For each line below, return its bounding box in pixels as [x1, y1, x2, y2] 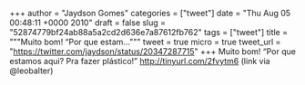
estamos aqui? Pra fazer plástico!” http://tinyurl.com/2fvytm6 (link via [9, 56, 270, 66]
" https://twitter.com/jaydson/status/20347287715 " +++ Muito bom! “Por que [9, 46, 296, 57]
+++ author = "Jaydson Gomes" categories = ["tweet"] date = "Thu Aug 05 [9, 8, 291, 18]
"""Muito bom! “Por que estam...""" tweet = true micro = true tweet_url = [9, 36, 281, 47]
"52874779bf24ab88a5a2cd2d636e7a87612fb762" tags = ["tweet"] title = [9, 27, 289, 37]
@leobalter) [9, 65, 54, 76]
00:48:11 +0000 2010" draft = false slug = [9, 17, 167, 28]
